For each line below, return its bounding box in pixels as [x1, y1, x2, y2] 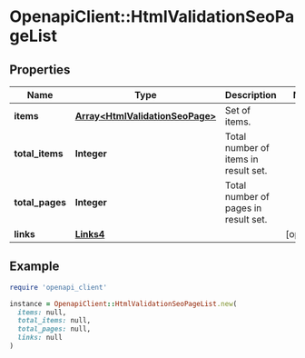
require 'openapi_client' [9, 283, 107, 292]
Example [9, 259, 60, 274]
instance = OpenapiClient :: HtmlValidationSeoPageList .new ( [9, 299, 238, 308]
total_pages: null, [17, 324, 92, 333]
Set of [225, 104, 251, 116]
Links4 [74, 228, 105, 240]
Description [225, 89, 277, 101]
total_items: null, [17, 316, 92, 325]
